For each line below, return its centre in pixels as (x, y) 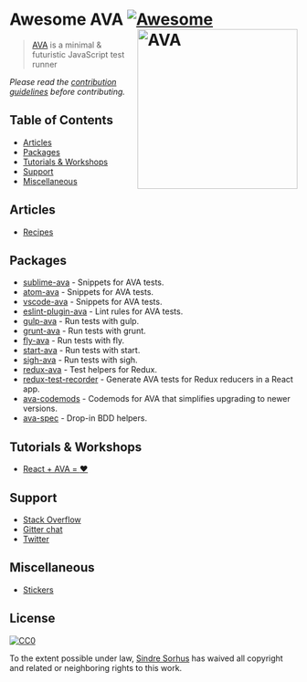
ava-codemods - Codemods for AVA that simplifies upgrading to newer (156, 399)
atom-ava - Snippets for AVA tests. (88, 292)
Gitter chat (42, 529)
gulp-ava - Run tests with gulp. (81, 321)
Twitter (36, 539)
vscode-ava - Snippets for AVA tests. (92, 302)
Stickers (38, 590)
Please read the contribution (63, 81)
